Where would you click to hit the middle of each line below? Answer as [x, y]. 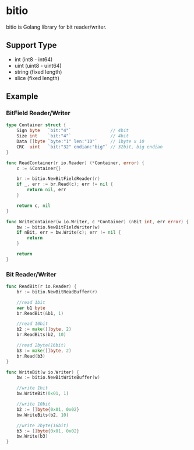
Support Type [31, 45]
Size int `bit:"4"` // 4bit [73, 136]
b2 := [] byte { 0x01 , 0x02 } [48, 409]
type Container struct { [36, 125]
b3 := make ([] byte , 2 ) [44, 351]
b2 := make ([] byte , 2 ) [44, 329]
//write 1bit [32, 388]
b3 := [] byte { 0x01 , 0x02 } [48, 431]
